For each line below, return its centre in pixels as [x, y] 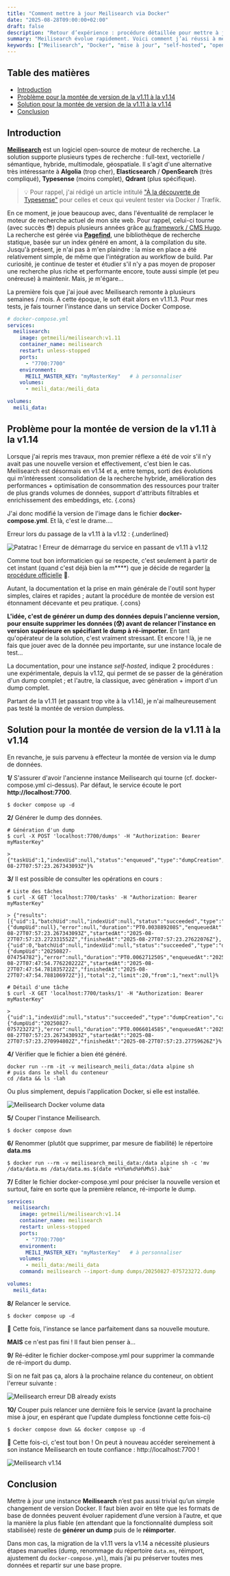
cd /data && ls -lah [37, 1078]
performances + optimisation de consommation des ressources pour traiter [113, 485]
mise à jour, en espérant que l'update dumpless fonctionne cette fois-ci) [109, 1417]
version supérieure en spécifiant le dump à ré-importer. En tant [99, 631]
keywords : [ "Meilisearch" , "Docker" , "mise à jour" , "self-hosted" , [107, 45]
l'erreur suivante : [32, 1383]
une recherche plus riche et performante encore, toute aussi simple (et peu [113, 271]
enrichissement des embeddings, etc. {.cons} [71, 500]
